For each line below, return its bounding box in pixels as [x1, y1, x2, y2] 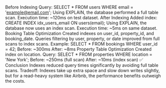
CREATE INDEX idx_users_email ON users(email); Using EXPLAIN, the [5, 20, 147, 26]
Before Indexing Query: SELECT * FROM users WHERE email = [5, 4, 134, 10]
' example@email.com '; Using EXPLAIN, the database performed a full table [5, 9, 159, 15]
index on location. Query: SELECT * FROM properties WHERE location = [5, 51, 153, 57]
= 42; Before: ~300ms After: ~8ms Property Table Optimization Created [5, 46, 152, 52]
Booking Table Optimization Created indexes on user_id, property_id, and [5, 31, 155, 36]
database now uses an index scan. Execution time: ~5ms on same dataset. [5, 25, 158, 31]
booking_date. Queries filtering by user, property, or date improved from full [5, 36, 160, 42]
